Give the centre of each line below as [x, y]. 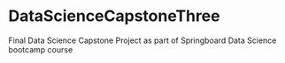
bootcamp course [41, 49]
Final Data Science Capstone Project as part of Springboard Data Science [142, 40]
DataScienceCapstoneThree [114, 16]
